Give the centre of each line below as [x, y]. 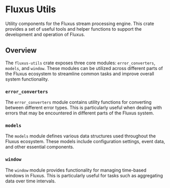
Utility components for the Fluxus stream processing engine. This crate [80, 24]
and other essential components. [40, 147]
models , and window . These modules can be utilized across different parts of [84, 68]
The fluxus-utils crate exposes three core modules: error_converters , [80, 63]
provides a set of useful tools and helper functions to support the [74, 29]
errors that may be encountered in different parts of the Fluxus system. [80, 113]
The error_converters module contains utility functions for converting [78, 102]
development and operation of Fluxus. [45, 34]
